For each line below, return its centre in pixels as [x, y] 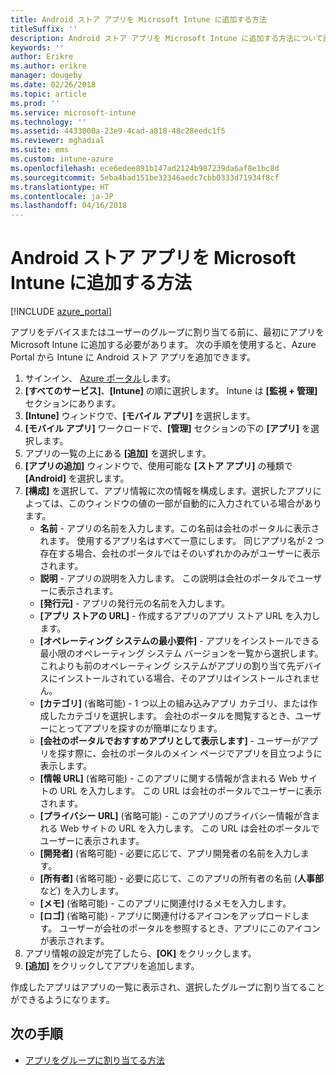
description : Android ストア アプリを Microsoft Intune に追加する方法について [167, 38]
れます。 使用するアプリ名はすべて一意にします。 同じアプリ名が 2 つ [182, 541]
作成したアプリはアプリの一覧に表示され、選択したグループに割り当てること [168, 987]
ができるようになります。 [62, 1000]
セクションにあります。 [73, 403]
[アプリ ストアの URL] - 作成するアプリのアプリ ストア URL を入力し [180, 616]
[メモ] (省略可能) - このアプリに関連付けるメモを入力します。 [165, 903]
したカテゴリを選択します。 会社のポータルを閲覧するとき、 [172, 716]
